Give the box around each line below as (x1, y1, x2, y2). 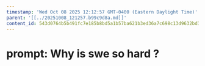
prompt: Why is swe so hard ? (6, 46, 160, 61)
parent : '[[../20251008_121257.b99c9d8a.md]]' (6, 15, 127, 21)
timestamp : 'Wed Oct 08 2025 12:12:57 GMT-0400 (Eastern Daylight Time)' (6, 9, 198, 15)
